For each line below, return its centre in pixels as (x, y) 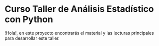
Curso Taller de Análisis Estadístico (79, 9)
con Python (29, 19)
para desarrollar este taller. (32, 38)
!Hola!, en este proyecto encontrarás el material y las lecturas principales (79, 33)
